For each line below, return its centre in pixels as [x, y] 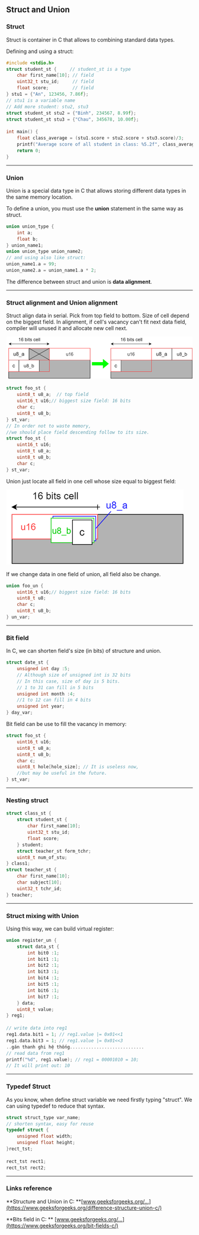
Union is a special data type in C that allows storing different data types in [96, 190]
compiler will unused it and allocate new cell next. [67, 328]
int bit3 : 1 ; [44, 972]
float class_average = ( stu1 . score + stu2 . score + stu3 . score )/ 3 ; [100, 138]
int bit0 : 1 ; [44, 953]
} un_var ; [18, 617]
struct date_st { [28, 662]
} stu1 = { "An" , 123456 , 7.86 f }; [47, 95]
